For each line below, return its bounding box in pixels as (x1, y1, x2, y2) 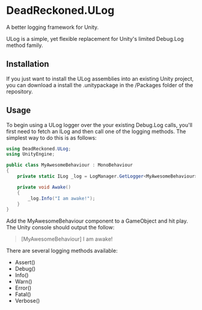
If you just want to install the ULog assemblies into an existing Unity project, (6, 75, 194, 82)
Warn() (14, 278, 32, 285)
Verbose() (14, 297, 40, 305)
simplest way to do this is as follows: (6, 134, 97, 141)
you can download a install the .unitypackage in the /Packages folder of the (6, 81, 194, 88)
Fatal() (14, 291, 31, 298)
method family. (6, 42, 43, 49)
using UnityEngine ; (6, 151, 55, 157)
